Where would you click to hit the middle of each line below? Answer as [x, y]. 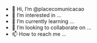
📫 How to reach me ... [39, 34]
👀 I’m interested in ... [36, 15]
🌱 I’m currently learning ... [43, 21]
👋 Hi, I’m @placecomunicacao [48, 9]
